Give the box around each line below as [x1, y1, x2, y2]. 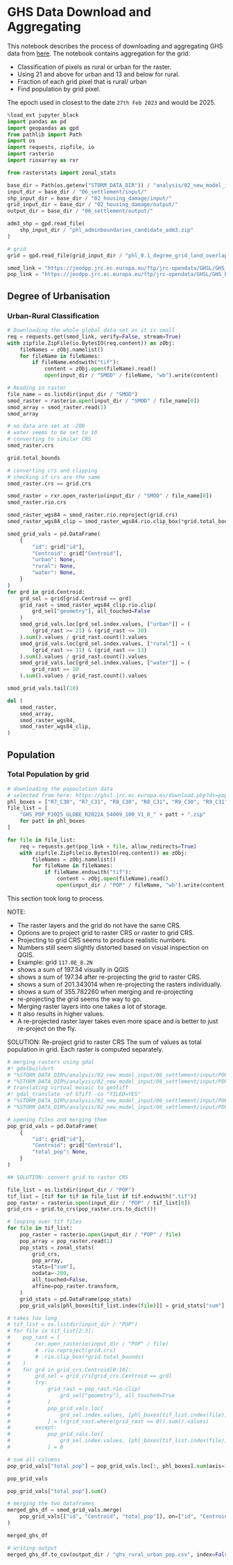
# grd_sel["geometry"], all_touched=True [7, 1392, 175, 1399]
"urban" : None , [32, 556, 76, 563]
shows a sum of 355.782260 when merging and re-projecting [17, 987, 193, 995]
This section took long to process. [7, 894, 105, 903]
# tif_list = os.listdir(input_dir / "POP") [7, 1321, 138, 1328]
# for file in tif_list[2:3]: [7, 1328, 95, 1335]
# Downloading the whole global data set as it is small [7, 327, 175, 334]
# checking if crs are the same [7, 473, 101, 481]
